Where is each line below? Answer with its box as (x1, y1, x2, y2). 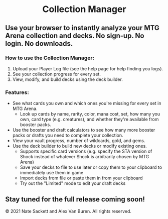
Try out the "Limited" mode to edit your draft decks (20, 180, 126, 186)
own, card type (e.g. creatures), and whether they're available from (20, 117, 159, 123)
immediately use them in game (20, 170, 84, 176)
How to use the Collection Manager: (5, 54, 94, 61)
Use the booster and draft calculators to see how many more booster (12, 127, 155, 133)
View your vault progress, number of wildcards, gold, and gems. (12, 138, 145, 144)
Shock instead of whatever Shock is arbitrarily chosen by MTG (20, 154, 149, 160)
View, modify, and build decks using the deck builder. (12, 76, 123, 82)
